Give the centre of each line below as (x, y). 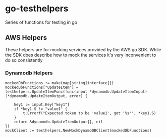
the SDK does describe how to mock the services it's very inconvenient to (81, 55)
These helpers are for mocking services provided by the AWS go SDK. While (83, 49)
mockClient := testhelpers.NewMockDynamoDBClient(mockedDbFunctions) (79, 131)
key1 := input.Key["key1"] (42, 105)
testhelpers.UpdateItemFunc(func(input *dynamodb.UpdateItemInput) (76, 92)
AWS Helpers (26, 38)
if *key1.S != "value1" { (41, 109)
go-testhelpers (37, 9)
